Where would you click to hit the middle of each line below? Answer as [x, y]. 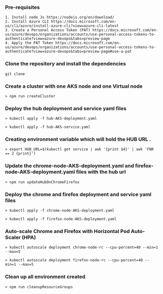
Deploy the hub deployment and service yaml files [66, 108]
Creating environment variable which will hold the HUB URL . [78, 139]
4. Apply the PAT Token [29, 43]
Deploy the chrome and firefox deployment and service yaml [78, 194]
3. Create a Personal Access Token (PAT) [48, 30]
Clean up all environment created [45, 277]
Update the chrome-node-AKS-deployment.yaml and [70, 166]
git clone [15, 74]
